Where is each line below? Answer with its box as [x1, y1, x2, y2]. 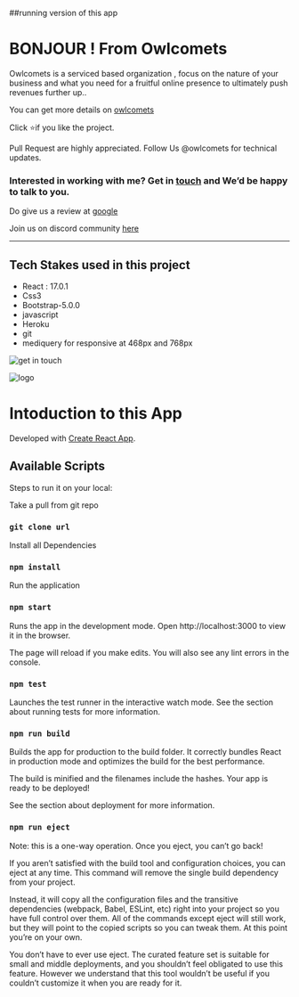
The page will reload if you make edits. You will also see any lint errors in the [9, 647, 289, 658]
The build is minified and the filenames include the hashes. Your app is [9, 773, 269, 784]
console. [9, 657, 42, 667]
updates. [9, 151, 42, 163]
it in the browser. [9, 630, 71, 641]
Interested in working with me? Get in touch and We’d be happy [9, 174, 288, 186]
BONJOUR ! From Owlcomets [9, 39, 228, 59]
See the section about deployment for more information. [9, 800, 215, 811]
